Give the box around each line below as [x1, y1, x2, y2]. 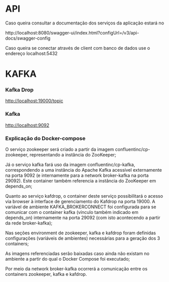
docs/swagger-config [5, 35, 51, 41]
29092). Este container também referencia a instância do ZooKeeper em [5, 178, 156, 184]
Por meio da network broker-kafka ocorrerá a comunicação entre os [5, 266, 148, 272]
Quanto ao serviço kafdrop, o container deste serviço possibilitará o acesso [5, 193, 163, 199]
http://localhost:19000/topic [5, 98, 63, 104]
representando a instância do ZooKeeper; [29, 152, 116, 158]
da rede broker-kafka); [5, 220, 53, 226]
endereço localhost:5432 [5, 50, 58, 56]
